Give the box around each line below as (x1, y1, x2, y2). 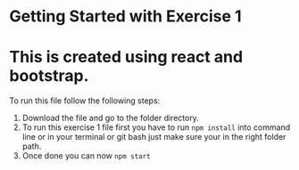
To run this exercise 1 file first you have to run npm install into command (21, 122, 291, 133)
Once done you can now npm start (21, 150, 151, 161)
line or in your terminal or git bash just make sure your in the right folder (21, 132, 287, 142)
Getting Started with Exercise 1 (9, 6, 243, 27)
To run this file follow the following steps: (9, 95, 161, 106)
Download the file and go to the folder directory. (21, 113, 199, 124)
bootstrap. (9, 66, 89, 86)
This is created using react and (9, 47, 244, 68)
